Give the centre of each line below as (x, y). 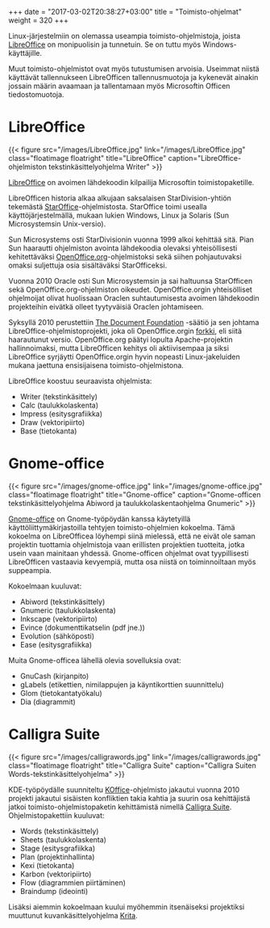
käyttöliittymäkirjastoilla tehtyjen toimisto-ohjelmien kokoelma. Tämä (122, 527)
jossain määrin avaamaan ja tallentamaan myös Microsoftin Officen (119, 86)
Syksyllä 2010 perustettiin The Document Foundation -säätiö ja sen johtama (134, 322)
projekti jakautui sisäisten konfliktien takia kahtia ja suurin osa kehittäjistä (129, 798)
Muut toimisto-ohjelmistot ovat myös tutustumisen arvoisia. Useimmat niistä (134, 69)
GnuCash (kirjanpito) (54, 676)
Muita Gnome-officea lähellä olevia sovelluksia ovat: (95, 660)
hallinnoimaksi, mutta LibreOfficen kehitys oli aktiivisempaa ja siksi (119, 348)
